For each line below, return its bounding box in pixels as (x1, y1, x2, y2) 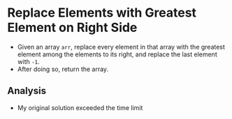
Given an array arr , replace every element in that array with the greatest (17, 42, 226, 51)
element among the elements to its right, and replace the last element (17, 50, 218, 58)
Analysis (7, 85, 47, 97)
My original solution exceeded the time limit (17, 103, 143, 112)
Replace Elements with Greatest (7, 5, 197, 21)
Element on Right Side (7, 19, 138, 35)
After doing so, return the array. (17, 65, 109, 73)
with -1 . (17, 57, 40, 65)
